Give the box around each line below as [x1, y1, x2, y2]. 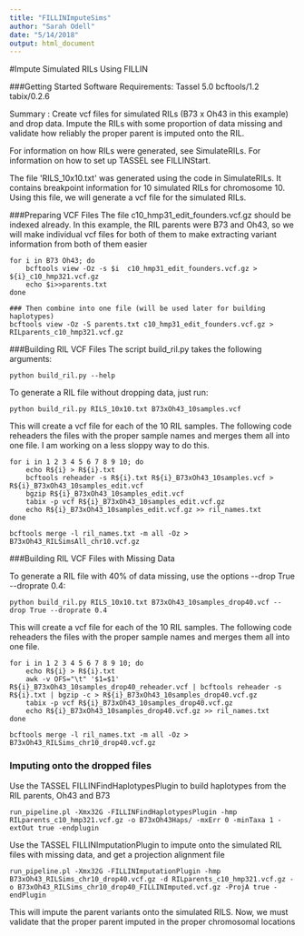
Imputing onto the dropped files [9, 760, 152, 772]
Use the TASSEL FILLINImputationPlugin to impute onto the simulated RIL [9, 839, 283, 850]
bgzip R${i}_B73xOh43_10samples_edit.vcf [25, 489, 184, 498]
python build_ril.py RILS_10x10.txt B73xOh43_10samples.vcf [9, 405, 242, 414]
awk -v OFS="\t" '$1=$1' [25, 675, 120, 684]
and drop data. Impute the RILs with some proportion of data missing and [9, 118, 283, 129]
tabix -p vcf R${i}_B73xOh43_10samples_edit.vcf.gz [25, 498, 225, 507]
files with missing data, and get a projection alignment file [9, 849, 225, 860]
